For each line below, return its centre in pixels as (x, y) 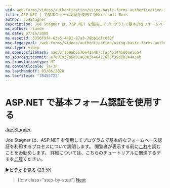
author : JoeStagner (26, 19)
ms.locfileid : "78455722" (32, 76)
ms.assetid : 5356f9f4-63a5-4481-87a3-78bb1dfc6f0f (60, 39)
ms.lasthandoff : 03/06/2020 (35, 71)
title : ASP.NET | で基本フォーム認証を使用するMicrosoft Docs (67, 15)
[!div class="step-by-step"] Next (52, 180)
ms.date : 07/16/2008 (27, 33)
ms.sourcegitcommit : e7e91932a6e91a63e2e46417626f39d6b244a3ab (73, 57)
